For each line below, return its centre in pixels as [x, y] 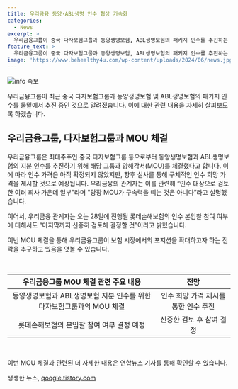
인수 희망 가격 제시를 [193, 295]
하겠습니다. [30, 113]
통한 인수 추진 [193, 306]
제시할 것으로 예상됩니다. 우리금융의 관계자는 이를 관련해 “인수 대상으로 [118, 183]
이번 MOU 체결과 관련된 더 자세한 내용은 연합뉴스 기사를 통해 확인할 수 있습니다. [118, 363]
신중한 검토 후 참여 [189, 320]
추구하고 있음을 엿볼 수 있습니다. [65, 249]
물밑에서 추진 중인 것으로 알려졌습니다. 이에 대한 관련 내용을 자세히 [112, 105]
